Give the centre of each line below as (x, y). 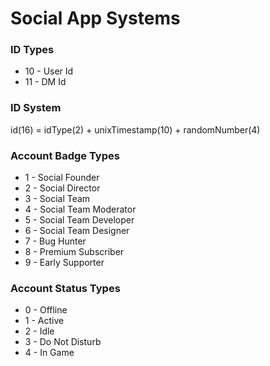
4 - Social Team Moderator (80, 209)
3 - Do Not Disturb (63, 342)
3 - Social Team (57, 199)
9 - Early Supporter (64, 263)
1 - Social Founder (62, 178)
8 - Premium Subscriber (74, 252)
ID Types (32, 50)
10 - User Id (49, 71)
